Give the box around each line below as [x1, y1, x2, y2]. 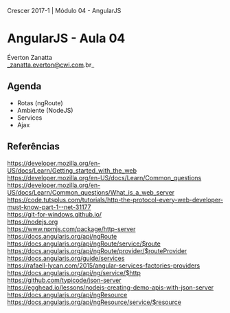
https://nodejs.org [7, 217, 58, 226]
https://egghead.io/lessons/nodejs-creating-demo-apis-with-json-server [7, 283, 214, 292]
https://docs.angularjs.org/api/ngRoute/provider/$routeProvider [7, 246, 187, 255]
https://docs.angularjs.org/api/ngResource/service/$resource [7, 298, 182, 306]
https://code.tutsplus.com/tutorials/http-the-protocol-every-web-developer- [7, 195, 224, 204]
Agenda [7, 80, 42, 92]
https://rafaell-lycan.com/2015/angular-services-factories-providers [7, 261, 200, 270]
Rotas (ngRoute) [16, 98, 63, 107]
